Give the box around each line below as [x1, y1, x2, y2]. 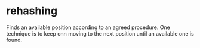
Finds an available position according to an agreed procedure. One [6, 24, 170, 31]
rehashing [6, 4, 58, 18]
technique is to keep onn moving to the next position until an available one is [6, 30, 194, 37]
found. [6, 36, 23, 43]
